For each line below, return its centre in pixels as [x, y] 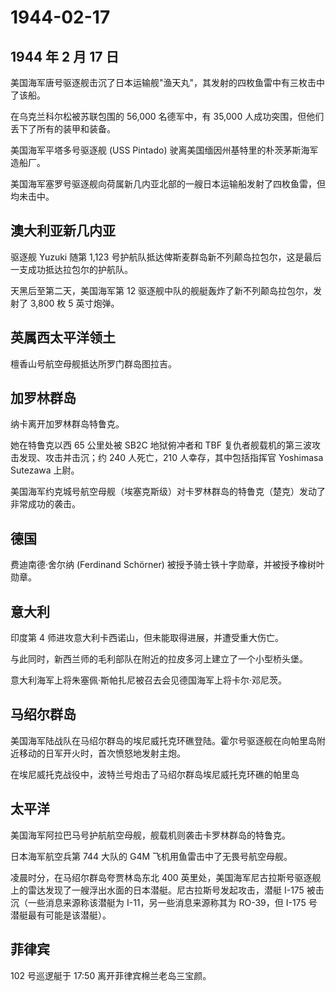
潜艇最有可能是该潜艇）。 [61, 915]
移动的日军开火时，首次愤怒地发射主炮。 [102, 753]
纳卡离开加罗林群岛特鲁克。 [67, 424]
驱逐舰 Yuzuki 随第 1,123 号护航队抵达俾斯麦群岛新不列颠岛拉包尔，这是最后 [166, 257]
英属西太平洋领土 [63, 337]
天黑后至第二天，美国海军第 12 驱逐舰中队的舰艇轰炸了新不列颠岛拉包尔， [162, 290]
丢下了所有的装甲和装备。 [63, 129]
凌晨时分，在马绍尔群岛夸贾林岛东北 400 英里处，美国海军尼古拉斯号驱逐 [161, 877]
